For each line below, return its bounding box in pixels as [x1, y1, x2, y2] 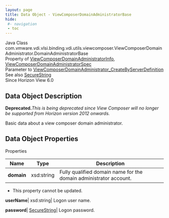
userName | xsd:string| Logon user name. [5, 197, 92, 203]
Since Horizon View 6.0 [5, 77, 54, 83]
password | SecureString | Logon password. [5, 207, 95, 213]
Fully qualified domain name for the [59, 168, 143, 175]
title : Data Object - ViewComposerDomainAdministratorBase [5, 12, 132, 17]
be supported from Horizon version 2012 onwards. [5, 110, 110, 116]
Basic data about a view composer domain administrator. [5, 120, 123, 126]
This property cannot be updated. [12, 187, 83, 193]
